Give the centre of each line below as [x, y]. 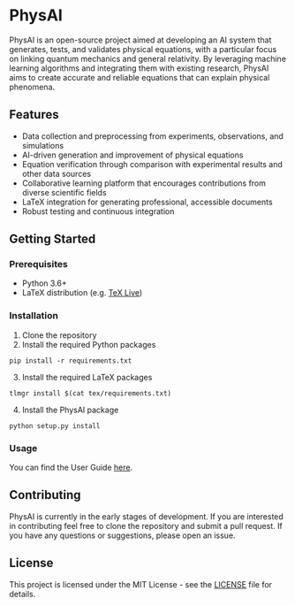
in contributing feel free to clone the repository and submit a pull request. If [146, 525]
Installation [34, 316]
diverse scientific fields [64, 192]
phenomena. [32, 87]
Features [34, 115]
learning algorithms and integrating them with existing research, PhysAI [139, 68]
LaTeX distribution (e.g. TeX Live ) [82, 293]
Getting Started [53, 239]
